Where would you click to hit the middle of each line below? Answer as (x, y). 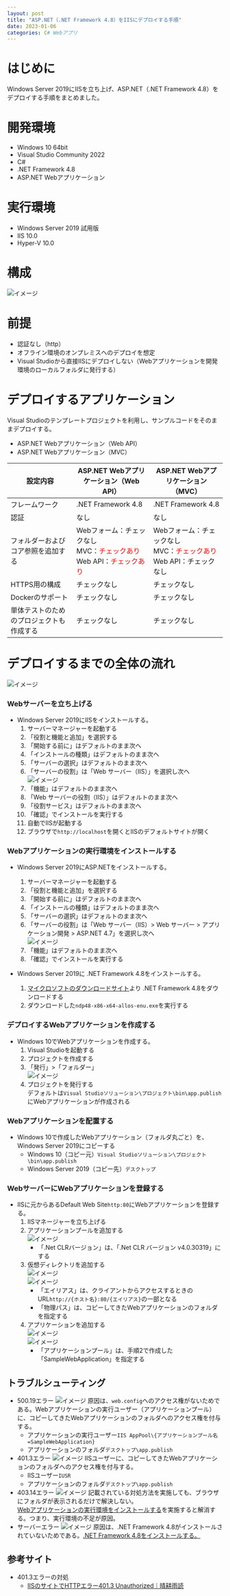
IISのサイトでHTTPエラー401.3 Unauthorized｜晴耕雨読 (105, 1585)
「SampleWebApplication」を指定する (91, 1359)
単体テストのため (38, 610)
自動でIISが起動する (55, 823)
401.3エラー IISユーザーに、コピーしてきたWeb (100, 1458)
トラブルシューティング (56, 1383)
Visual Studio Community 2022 (61, 155)
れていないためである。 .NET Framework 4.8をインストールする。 (108, 1536)
